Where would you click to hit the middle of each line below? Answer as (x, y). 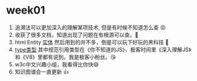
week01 (26, 10)
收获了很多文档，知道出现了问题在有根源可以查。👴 (76, 35)
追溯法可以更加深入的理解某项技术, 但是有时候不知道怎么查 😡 (90, 27)
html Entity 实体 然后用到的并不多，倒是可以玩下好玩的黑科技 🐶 (92, 42)
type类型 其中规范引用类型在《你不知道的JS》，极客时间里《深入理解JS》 (103, 49)
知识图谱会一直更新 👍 (42, 72)
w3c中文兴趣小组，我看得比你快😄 (57, 64)
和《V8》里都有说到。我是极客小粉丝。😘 (65, 57)
